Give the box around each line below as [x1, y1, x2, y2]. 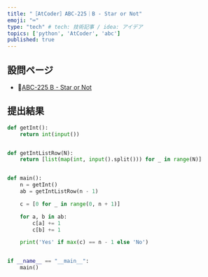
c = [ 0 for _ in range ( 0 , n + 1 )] [20, 201, 120, 208]
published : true [7, 36, 55, 43]
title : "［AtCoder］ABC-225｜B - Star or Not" [7, 10, 142, 18]
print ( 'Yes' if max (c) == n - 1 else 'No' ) [20, 239, 149, 246]
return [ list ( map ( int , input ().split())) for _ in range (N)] [20, 156, 202, 163]
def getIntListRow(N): [7, 149, 74, 156]
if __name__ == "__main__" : [7, 257, 90, 265]
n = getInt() [20, 182, 58, 189]
